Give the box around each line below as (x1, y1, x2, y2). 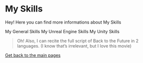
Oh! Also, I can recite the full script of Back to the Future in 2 (17, 38, 139, 44)
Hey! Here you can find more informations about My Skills (5, 19, 122, 25)
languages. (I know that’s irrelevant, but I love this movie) (17, 43, 132, 49)
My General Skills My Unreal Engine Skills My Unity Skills (5, 28, 120, 34)
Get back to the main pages (5, 52, 61, 58)
